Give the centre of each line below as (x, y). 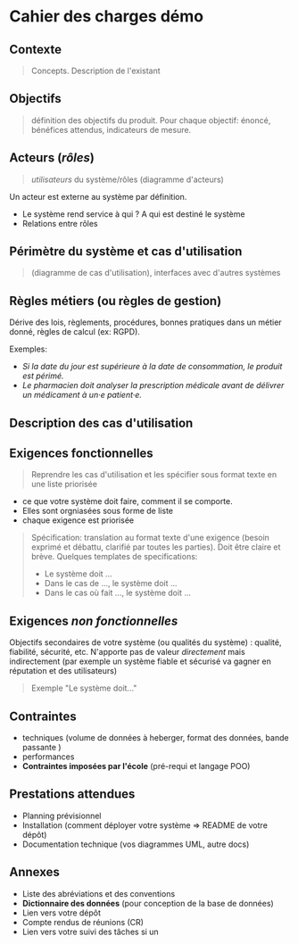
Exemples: (28, 349)
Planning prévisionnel (62, 816)
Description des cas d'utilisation (101, 422)
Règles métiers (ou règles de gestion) (116, 301)
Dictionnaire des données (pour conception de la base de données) (148, 903)
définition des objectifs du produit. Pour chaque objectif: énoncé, (151, 120)
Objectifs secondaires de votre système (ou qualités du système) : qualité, (145, 642)
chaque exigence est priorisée (78, 520)
